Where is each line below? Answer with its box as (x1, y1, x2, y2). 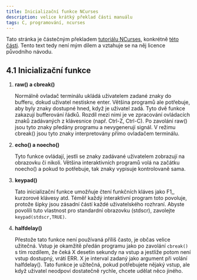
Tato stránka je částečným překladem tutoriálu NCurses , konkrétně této (6, 36, 179, 43)
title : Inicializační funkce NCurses (6, 8, 99, 15)
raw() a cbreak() (14, 81, 55, 88)
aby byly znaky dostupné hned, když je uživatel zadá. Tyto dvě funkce (14, 105, 185, 112)
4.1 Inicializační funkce (6, 65, 91, 75)
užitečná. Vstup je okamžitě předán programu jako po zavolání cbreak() (14, 242, 189, 249)
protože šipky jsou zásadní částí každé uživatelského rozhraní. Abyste (14, 201, 185, 208)
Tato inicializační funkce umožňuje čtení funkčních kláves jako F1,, (14, 188, 175, 195)
